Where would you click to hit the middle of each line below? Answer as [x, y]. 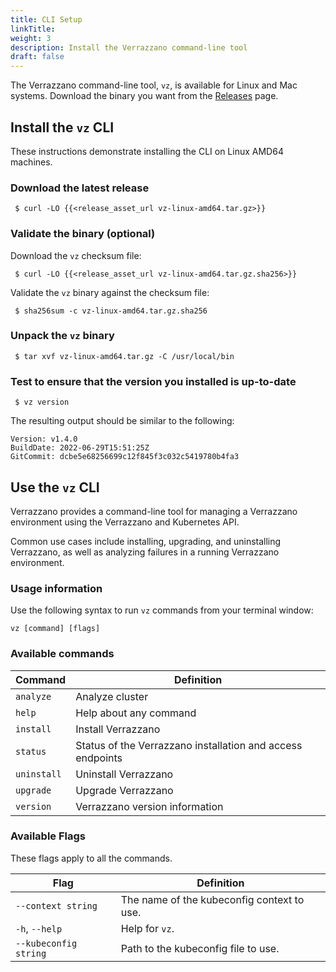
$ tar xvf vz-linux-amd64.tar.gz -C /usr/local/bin [124, 356]
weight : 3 [31, 38]
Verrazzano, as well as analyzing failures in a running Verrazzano [145, 552]
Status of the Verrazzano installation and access [189, 745]
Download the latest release [80, 188]
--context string [56, 905]
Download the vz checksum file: [76, 255]
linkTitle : [33, 29]
